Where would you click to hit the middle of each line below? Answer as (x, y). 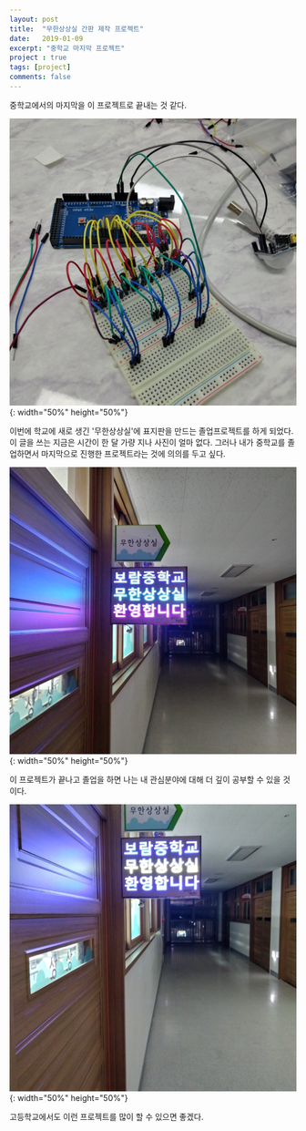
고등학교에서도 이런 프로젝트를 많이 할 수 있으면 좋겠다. (107, 1116)
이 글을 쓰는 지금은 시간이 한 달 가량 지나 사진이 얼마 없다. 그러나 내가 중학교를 (148, 442)
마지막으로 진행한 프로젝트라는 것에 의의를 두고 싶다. (133, 453)
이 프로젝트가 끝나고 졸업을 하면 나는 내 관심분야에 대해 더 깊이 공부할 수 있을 (145, 779)
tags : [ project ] (40, 67)
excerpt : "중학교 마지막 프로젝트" (67, 48)
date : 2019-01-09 (46, 38)
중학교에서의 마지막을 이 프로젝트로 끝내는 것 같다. (98, 105)
